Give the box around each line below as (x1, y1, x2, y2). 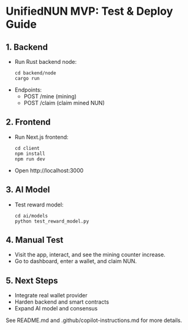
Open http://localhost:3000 (14, 167, 84, 174)
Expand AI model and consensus (14, 305, 98, 312)
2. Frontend (6, 117, 51, 127)
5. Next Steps (6, 275, 58, 286)
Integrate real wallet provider (14, 292, 88, 299)
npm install (14, 151, 45, 157)
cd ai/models (14, 213, 48, 219)
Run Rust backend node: (14, 58, 77, 65)
